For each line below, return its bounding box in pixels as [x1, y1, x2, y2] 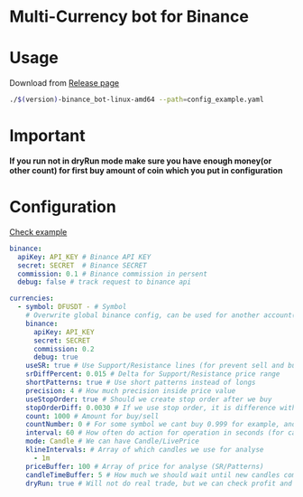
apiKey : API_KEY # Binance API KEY [17, 252, 151, 261]
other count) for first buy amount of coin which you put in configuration [9, 164, 283, 175]
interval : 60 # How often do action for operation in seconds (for [25, 428, 284, 437]
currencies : [9, 294, 54, 304]
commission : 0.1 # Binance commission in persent [17, 269, 207, 278]
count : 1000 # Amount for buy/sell [25, 411, 160, 421]
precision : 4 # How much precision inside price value [25, 386, 236, 395]
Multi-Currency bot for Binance [9, 6, 250, 27]
